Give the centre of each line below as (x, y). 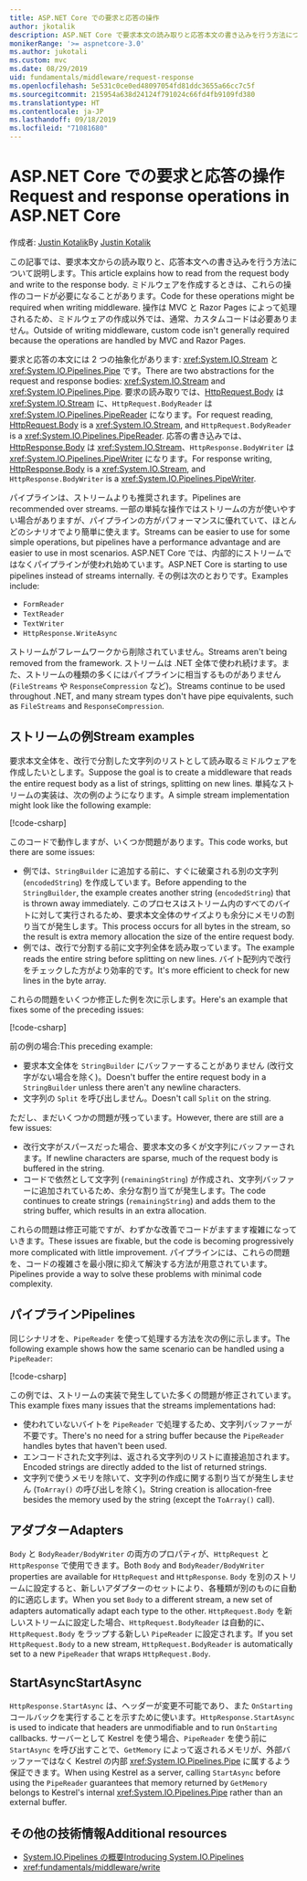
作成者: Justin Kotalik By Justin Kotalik (80, 242)
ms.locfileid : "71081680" (58, 129)
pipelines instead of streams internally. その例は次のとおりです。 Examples (149, 576)
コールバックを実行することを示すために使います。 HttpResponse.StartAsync (152, 1717)
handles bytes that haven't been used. (95, 1445)
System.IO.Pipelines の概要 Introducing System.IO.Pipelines (133, 1857)
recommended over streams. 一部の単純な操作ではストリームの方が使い (145, 509)
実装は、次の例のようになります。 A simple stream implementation (165, 795)
